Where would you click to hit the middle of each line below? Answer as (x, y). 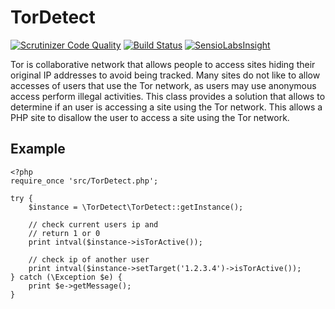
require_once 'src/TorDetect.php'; (84, 181)
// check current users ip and (93, 224)
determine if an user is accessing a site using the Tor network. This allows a (166, 107)
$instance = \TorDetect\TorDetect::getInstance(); (136, 207)
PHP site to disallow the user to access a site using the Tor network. (150, 117)
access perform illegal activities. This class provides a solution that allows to (168, 96)
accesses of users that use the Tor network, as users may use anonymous (163, 85)
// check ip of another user (89, 259)
